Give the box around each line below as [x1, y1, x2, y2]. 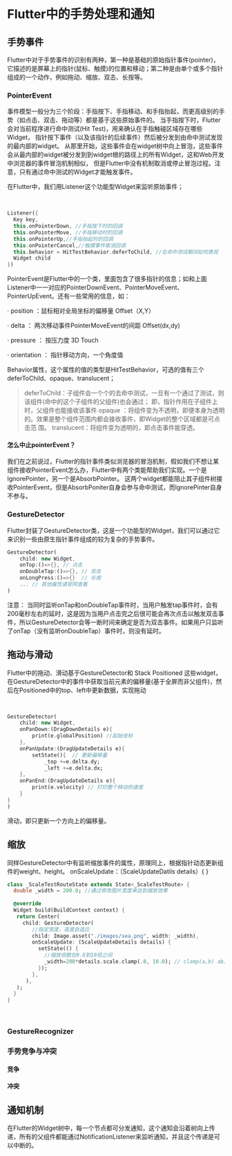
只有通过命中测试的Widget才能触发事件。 [19, 168, 137, 177]
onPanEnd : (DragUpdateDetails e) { [19, 777, 116, 784]
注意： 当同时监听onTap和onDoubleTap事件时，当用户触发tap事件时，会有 [7, 600, 219, 609]
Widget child [13, 255, 51, 262]
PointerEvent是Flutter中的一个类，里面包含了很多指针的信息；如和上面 [7, 275, 207, 283]
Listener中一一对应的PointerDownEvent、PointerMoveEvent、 [7, 283, 184, 291]
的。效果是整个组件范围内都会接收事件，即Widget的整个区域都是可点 [23, 415, 220, 423]
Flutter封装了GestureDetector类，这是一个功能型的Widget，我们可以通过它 [7, 526, 220, 534]
